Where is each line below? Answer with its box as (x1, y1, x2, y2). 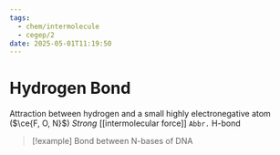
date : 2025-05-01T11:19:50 (9, 38, 112, 48)
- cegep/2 (17, 30, 55, 39)
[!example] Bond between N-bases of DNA (31, 136, 193, 147)
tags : (9, 13, 30, 23)
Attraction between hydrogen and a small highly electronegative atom (9, 108, 271, 119)
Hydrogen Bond (9, 78, 131, 98)
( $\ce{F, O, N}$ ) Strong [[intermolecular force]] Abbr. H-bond (9, 118, 242, 129)
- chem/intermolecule (17, 22, 100, 31)
